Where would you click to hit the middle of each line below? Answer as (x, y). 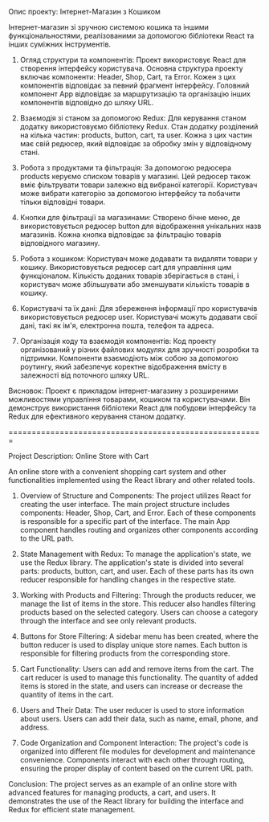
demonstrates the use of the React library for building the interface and (126, 801)
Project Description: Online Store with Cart (78, 456)
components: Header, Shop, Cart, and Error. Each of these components (138, 513)
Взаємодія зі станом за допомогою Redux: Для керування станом (133, 118)
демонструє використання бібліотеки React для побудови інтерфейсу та (132, 408)
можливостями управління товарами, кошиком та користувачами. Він (129, 399)
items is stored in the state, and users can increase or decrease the (131, 686)
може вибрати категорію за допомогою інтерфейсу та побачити (130, 193)
